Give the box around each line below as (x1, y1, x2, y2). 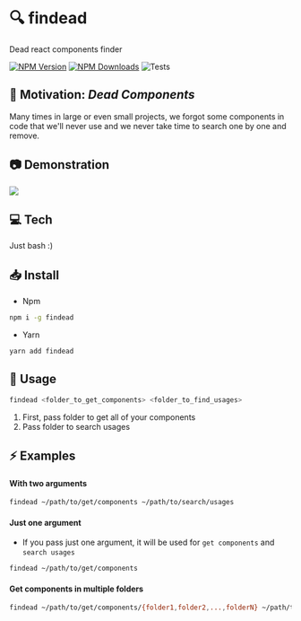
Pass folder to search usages (21, 421, 131, 432)
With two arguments (9, 477, 88, 488)
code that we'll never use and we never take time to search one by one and (9, 120, 287, 131)
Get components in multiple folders (9, 583, 144, 594)
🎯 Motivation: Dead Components (9, 87, 195, 102)
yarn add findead (9, 347, 74, 356)
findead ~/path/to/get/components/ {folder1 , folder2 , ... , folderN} (9, 603, 258, 612)
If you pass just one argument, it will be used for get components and (21, 537, 275, 548)
